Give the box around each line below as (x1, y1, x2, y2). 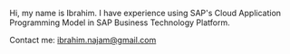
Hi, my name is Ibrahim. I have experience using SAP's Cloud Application (9, 8, 282, 18)
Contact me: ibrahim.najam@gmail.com (9, 35, 157, 45)
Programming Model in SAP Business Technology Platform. (9, 17, 231, 28)
